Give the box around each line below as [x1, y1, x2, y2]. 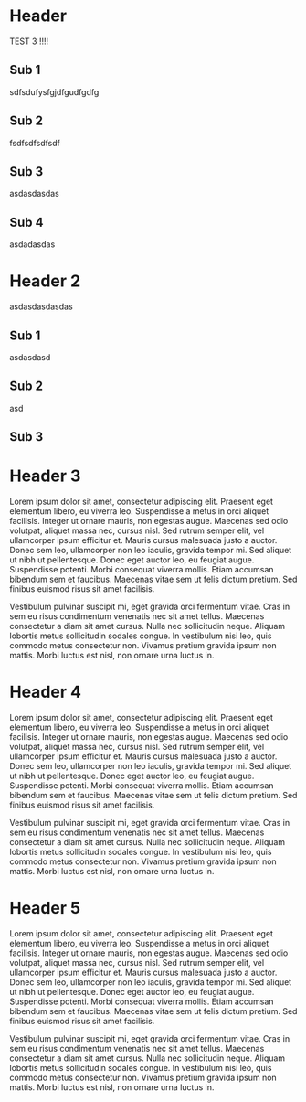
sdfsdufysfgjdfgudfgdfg [9, 86, 100, 97]
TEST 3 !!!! [9, 36, 49, 47]
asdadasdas [9, 239, 56, 250]
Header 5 [9, 898, 80, 919]
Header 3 [9, 465, 81, 487]
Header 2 [9, 271, 81, 292]
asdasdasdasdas [9, 301, 73, 312]
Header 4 [9, 682, 82, 702]
